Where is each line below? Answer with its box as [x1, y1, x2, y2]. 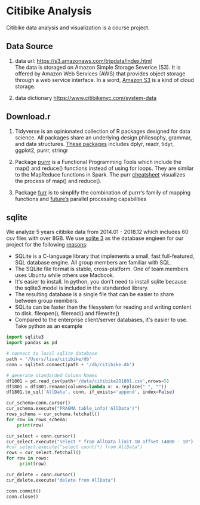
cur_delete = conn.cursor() [6, 471, 76, 477]
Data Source [6, 41, 53, 51]
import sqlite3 [6, 334, 44, 340]
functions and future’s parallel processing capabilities [14, 195, 147, 202]
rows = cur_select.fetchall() [6, 450, 82, 456]
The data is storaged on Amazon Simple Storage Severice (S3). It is [14, 63, 181, 71]
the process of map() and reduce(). [14, 177, 102, 184]
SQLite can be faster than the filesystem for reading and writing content [14, 303, 192, 311]
